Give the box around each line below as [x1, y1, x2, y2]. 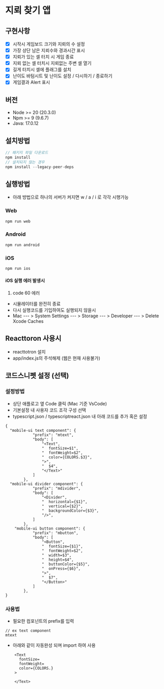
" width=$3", [41, 553, 72, 558]
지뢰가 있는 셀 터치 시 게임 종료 [12, 54, 74, 60]
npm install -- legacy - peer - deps [5, 164, 74, 170]
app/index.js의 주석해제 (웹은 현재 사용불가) [12, 355, 100, 361]
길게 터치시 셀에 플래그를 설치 [12, 67, 71, 73]
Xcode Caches [12, 318, 44, 324]
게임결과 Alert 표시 [12, 79, 50, 86]
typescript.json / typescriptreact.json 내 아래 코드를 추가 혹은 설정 [12, 413, 148, 419]
